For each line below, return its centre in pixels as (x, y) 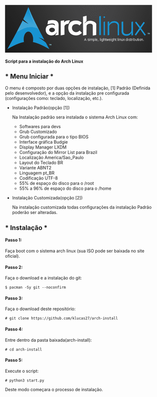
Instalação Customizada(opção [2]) (47, 198)
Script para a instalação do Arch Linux (44, 61)
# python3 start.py (25, 380)
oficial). (13, 256)
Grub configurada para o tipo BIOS (54, 137)
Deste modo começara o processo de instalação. (54, 389)
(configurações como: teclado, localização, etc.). (54, 99)
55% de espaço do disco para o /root (57, 183)
